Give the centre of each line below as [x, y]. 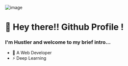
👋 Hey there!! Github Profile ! [64, 27]
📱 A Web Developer [32, 53]
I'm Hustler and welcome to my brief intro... [58, 42]
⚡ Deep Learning [29, 58]
